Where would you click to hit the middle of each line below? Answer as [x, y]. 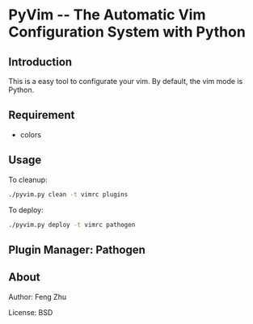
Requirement [42, 115]
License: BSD [31, 312]
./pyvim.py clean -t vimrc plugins [68, 194]
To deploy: [26, 210]
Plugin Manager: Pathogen [77, 249]
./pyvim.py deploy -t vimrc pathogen [72, 225]
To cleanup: [28, 179]
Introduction [40, 62]
